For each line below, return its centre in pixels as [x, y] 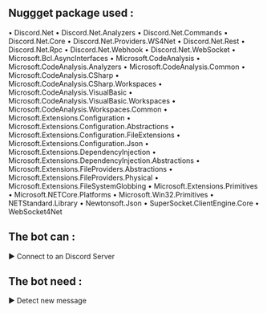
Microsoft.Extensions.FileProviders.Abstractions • [91, 169]
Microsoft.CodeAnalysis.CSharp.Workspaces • [85, 83]
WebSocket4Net [35, 211]
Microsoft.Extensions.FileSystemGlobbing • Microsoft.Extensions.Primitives [133, 186]
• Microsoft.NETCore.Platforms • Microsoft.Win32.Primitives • [111, 194]
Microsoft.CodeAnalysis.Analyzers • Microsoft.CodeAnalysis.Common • [127, 67]
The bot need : [45, 281]
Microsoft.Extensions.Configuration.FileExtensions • [95, 135]
